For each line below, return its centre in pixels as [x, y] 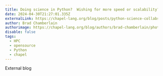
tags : [10, 37]
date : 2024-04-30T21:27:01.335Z [38, 14]
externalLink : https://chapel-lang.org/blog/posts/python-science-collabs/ [83, 18]
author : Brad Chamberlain [31, 23]
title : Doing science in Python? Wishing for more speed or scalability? [82, 9]
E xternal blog [18, 68]
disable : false [20, 32]
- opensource [23, 46]
